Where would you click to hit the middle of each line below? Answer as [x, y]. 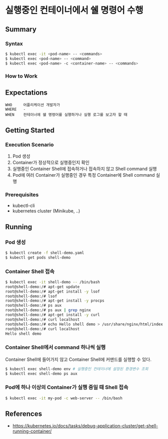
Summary [21, 29]
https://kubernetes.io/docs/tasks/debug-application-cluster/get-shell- [85, 426]
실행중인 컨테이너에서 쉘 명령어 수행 [74, 10]
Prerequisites [22, 194]
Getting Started [30, 130]
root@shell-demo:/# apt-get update [43, 287]
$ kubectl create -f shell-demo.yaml [45, 253]
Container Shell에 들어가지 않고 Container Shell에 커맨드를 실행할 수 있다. [78, 359]
